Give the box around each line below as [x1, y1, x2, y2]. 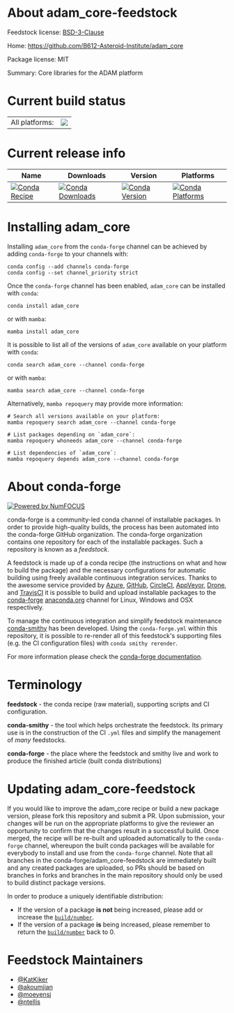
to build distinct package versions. [7, 878, 106, 887]
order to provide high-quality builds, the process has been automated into [7, 522, 219, 531]
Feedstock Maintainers [7, 952, 143, 968]
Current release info [7, 145, 126, 161]
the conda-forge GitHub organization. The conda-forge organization [7, 530, 203, 538]
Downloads [67, 170, 107, 180]
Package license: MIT [7, 54, 70, 64]
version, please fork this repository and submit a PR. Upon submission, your [7, 811, 225, 820]
